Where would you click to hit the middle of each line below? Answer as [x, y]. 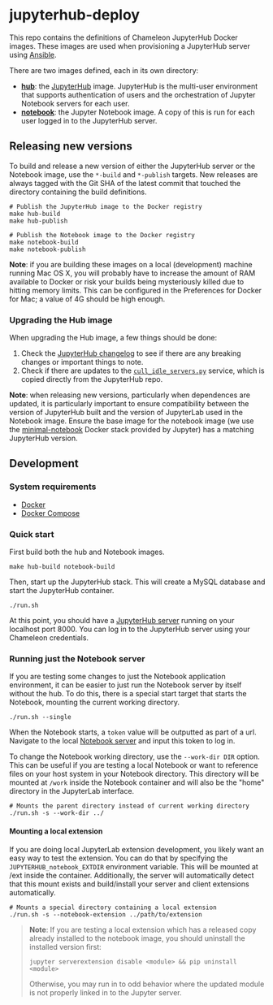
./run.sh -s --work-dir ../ [57, 813]
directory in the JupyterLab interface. [72, 791]
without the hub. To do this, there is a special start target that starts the [128, 694]
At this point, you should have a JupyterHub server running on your [122, 621]
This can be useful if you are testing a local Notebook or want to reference [134, 765]
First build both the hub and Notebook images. [87, 552]
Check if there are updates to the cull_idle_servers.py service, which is [143, 370]
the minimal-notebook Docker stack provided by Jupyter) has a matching [132, 430]
